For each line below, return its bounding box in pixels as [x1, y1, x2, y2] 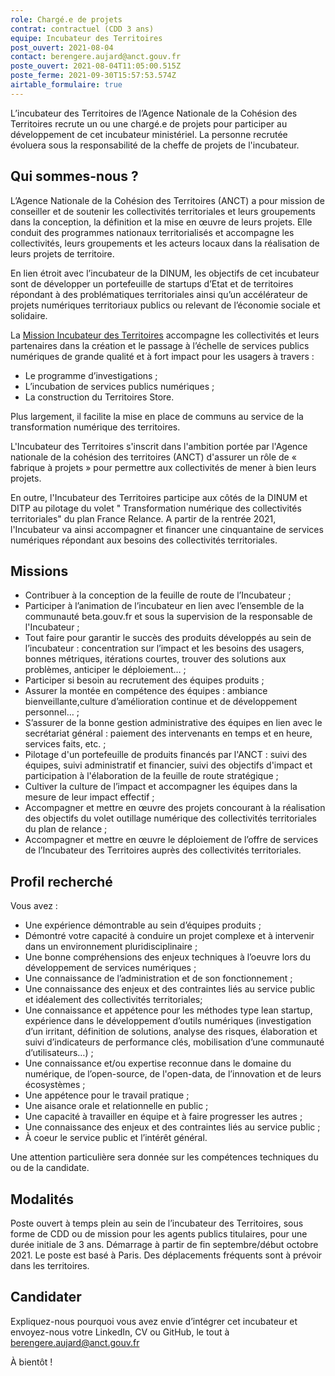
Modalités [10, 1191, 75, 1208]
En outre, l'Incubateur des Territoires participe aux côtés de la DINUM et [10, 491, 308, 503]
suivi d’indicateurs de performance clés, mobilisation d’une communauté [24, 1036, 325, 1048]
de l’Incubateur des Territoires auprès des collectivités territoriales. [24, 844, 302, 856]
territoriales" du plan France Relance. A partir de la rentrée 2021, [10, 512, 277, 525]
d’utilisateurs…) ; [24, 1047, 94, 1059]
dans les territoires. [10, 1260, 90, 1271]
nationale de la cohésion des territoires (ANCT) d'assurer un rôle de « [10, 451, 297, 463]
